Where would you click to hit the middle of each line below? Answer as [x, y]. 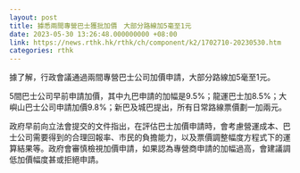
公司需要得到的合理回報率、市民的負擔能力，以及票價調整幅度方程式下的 [150, 137]
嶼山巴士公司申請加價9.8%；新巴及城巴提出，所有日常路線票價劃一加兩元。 [148, 107]
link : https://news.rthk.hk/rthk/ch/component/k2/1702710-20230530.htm [145, 42]
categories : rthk [42, 51]
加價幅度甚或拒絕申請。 [60, 160]
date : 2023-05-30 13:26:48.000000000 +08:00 [93, 34]
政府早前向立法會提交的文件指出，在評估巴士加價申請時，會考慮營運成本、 [146, 127]
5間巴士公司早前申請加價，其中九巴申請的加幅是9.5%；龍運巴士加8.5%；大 [148, 96]
